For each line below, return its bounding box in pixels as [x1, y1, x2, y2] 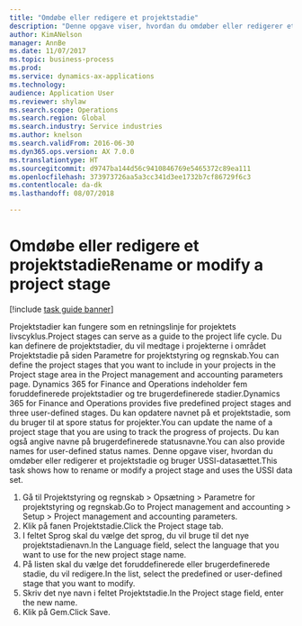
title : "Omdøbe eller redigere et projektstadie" [9, 13, 200, 23]
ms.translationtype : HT [9, 155, 99, 165]
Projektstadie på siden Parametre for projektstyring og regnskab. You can [9, 349, 280, 360]
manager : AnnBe [9, 38, 67, 48]
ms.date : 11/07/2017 [9, 47, 87, 56]
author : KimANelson [9, 30, 83, 39]
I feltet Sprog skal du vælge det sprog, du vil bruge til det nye [22, 530, 250, 540]
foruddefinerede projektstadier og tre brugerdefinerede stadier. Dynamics [9, 388, 280, 399]
